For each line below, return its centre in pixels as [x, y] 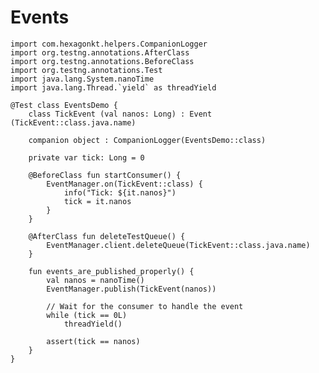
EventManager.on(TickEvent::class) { [124, 184]
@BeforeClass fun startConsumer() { [105, 175]
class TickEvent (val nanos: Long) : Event [120, 114]
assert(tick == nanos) [93, 341]
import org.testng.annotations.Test [86, 70]
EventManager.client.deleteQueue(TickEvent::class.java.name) [178, 245]
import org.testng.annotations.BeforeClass [102, 61]
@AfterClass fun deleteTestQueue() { [107, 236]
